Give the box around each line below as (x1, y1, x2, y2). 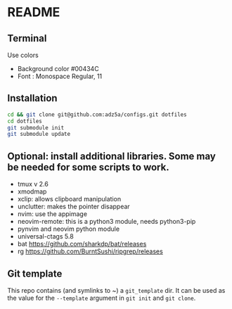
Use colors (7, 51, 39, 59)
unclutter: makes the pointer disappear (17, 202, 130, 211)
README (7, 4, 60, 20)
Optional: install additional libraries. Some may (7, 150, 216, 162)
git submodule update (7, 131, 71, 138)
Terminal (7, 32, 47, 44)
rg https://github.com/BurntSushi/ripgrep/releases (17, 247, 163, 256)
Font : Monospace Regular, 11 (17, 72, 103, 80)
